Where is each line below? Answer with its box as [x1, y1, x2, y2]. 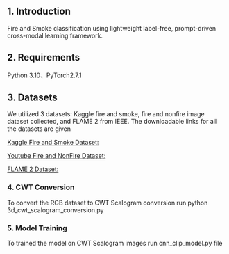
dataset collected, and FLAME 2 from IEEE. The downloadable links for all [7, 118, 217, 126]
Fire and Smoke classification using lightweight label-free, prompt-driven [7, 24, 217, 32]
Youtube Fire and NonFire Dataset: [7, 152, 106, 160]
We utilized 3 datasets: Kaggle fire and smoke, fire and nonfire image [7, 110, 205, 118]
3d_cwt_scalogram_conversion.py [7, 205, 104, 214]
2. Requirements [7, 51, 80, 63]
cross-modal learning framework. [7, 31, 103, 40]
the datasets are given [7, 125, 71, 133]
